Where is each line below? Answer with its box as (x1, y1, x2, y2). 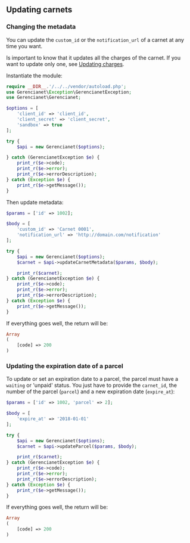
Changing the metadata (6, 23, 76, 31)
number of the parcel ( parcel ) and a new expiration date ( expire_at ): (6, 388, 175, 395)
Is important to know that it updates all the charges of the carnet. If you (6, 54, 181, 61)
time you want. (6, 42, 43, 49)
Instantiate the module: (6, 72, 63, 79)
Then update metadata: (6, 198, 64, 206)
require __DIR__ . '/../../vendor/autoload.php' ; (6, 83, 127, 89)
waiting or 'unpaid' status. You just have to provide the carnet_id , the (6, 381, 177, 389)
